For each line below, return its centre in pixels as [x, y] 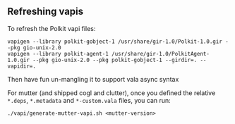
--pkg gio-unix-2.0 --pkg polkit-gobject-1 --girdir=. [115, 60]
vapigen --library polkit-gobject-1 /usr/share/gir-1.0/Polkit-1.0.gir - [118, 42]
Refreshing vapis [46, 12]
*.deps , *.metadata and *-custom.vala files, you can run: [89, 100]
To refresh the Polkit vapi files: [52, 28]
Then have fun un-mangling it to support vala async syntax [93, 79]
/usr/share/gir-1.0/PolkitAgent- [161, 54]
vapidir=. [22, 66]
